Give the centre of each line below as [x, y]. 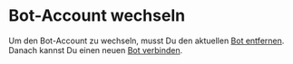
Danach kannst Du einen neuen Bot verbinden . [96, 50]
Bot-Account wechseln [97, 16]
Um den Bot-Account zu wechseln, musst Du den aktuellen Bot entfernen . [146, 41]
